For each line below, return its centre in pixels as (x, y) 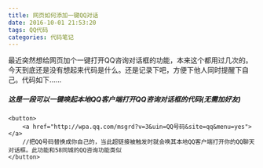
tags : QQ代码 (28, 30)
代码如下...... (42, 80)
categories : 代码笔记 (41, 37)
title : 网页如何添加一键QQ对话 (53, 15)
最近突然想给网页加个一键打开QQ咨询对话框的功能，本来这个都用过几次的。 (130, 60)
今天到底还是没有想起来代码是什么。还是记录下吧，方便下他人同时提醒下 (125, 70)
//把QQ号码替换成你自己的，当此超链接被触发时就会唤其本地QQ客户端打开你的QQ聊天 (139, 142)
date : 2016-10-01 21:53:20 (52, 23)
